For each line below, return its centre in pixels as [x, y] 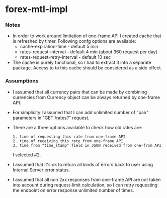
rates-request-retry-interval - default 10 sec [65, 57]
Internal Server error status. [41, 170]
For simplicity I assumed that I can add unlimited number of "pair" [80, 112]
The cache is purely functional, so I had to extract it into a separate [82, 63]
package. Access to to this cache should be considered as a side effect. [87, 68]
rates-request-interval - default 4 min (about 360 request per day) [89, 52]
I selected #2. [27, 155]
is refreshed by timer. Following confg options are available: [74, 41]
